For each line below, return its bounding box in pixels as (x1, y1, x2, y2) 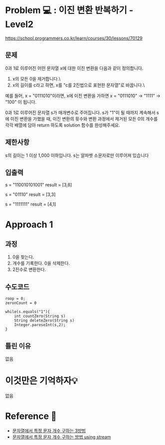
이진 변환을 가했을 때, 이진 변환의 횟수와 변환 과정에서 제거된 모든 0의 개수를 (10, 115, 158, 121)
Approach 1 (5, 218, 53, 230)
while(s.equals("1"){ (5, 309, 50, 314)
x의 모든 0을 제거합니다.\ (12, 75, 61, 81)
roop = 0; (5, 296, 26, 301)
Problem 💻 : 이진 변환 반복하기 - (5, 4, 134, 16)
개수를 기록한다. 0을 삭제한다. (12, 260, 70, 266)
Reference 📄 (5, 410, 57, 422)
